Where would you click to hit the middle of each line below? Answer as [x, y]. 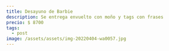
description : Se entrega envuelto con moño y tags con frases [85, 17]
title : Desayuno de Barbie [40, 11]
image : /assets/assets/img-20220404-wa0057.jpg [66, 39]
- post [20, 33]
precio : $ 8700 [25, 22]
